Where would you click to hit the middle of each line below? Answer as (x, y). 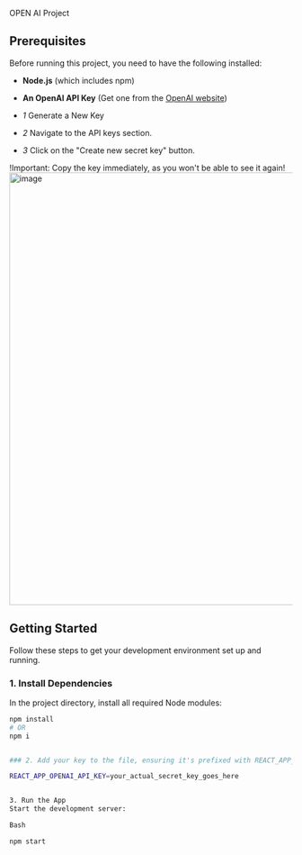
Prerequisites (48, 41)
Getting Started (53, 628)
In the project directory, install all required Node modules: (115, 703)
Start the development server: (68, 809)
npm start (28, 841)
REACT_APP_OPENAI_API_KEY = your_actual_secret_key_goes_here (124, 777)
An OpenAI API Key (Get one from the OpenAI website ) (124, 97)
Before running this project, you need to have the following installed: (136, 63)
